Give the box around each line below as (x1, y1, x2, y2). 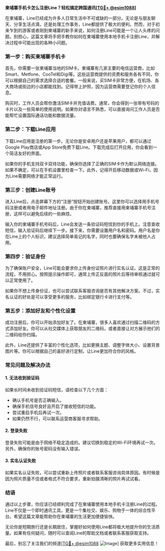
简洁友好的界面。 (9, 150, 44, 156)
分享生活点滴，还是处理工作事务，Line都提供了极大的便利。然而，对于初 (13, 22, 160, 27)
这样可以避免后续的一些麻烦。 (13, 210, 74, 216)
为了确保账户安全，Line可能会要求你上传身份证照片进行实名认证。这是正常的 (5, 265, 160, 271)
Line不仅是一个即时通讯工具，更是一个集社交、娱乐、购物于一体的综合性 (5, 507, 151, 513)
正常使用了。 (9, 277, 35, 284)
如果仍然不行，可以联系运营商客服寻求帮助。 (12, 416, 103, 421)
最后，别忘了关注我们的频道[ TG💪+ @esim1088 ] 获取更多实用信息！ (5, 541, 159, 547)
